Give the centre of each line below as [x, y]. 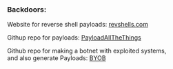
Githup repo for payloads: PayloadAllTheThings [74, 38]
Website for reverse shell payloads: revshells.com [78, 25]
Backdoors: [27, 10]
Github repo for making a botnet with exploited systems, [87, 51]
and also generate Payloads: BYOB [57, 58]
